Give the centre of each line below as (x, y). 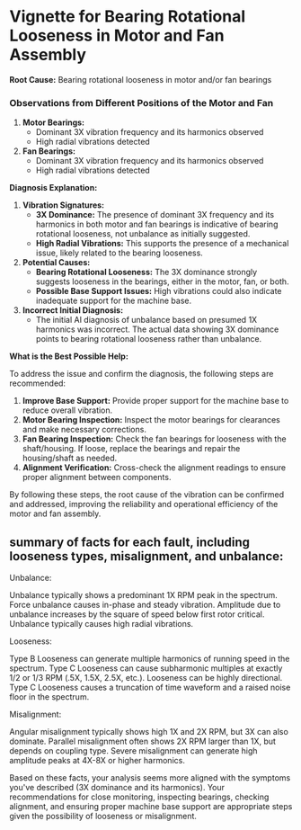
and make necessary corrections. (84, 430)
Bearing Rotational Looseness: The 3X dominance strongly (146, 272)
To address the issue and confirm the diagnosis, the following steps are (142, 374)
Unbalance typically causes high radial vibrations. (102, 624)
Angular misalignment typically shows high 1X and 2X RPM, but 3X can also (149, 732)
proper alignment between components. (97, 477)
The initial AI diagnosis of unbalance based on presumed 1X (146, 320)
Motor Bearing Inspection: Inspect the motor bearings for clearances (151, 420)
